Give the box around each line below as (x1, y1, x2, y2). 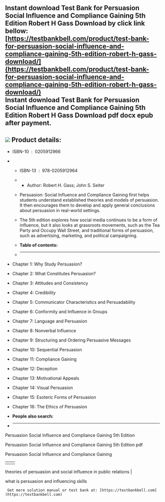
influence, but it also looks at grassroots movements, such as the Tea (19, 222, 160, 228)
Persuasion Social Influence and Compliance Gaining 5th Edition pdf (5, 442, 143, 448)
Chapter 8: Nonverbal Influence (12, 328, 76, 334)
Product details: (11, 135, 61, 144)
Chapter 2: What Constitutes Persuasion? (12, 271, 96, 277)
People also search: (12, 413, 54, 419)
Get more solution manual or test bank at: (7, 488, 98, 493)
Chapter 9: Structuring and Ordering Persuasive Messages (12, 337, 131, 343)
